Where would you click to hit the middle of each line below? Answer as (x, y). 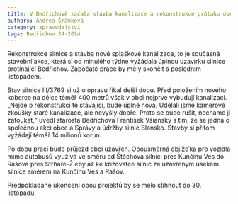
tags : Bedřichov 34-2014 (44, 34)
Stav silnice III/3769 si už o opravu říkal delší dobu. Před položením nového (117, 90)
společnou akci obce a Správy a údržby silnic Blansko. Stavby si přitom (111, 127)
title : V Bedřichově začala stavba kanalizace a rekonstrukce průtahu (114, 14)
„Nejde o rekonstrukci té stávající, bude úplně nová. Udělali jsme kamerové (116, 105)
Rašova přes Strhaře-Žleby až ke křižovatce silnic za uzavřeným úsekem (113, 164)
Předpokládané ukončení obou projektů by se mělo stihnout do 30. (104, 186)
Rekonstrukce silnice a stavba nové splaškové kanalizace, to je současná (114, 54)
